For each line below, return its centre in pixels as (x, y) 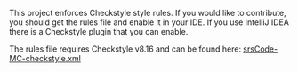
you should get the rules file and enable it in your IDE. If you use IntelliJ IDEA (149, 22)
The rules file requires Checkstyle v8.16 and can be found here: (125, 49)
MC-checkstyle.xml (45, 58)
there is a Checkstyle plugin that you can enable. (99, 32)
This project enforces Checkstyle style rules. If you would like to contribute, (148, 13)
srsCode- (261, 49)
